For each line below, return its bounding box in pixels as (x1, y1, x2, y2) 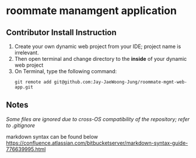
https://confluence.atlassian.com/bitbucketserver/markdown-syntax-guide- (6, 139, 188, 146)
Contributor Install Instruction (6, 28, 117, 37)
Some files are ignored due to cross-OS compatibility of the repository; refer (6, 115, 190, 122)
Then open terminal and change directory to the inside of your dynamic (14, 56, 187, 62)
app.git (14, 84, 33, 90)
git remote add (14, 79, 52, 85)
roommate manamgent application (6, 4, 177, 18)
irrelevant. (14, 49, 39, 56)
